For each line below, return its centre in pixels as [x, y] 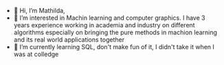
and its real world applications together [69, 40]
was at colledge [36, 54]
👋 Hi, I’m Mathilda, [39, 11]
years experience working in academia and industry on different [104, 25]
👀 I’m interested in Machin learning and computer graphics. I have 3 [109, 18]
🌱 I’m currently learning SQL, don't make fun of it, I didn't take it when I [114, 47]
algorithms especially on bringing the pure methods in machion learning [115, 32]
